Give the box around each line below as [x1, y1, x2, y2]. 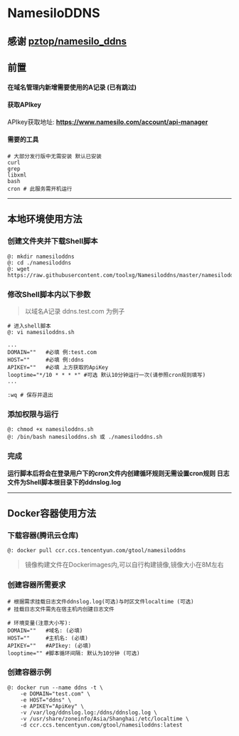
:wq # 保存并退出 [7, 391, 53, 398]
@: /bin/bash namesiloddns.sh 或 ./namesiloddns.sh [7, 433, 163, 441]
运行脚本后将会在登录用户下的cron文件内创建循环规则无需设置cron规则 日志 [7, 469, 230, 477]
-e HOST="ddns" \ [20, 696, 72, 703]
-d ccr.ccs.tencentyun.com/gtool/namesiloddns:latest [20, 721, 183, 728]
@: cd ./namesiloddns [7, 259, 72, 266]
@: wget [7, 265, 31, 272]
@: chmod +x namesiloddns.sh [7, 426, 94, 433]
